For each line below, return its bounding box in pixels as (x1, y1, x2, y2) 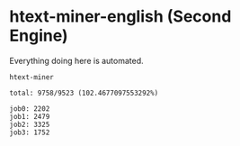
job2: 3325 (9, 120, 50, 129)
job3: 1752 (9, 128, 50, 137)
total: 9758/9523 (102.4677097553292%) (9, 88, 159, 97)
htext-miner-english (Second (9, 6, 232, 27)
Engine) (9, 25, 69, 46)
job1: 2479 (9, 112, 50, 121)
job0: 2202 (9, 104, 50, 114)
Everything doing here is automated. (9, 55, 144, 66)
